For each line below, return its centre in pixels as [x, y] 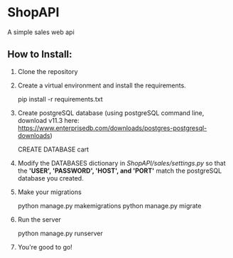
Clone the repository [48, 71]
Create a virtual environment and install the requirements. [102, 85]
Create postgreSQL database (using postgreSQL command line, [111, 113]
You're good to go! [45, 247]
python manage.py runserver [60, 233]
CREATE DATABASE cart [53, 149]
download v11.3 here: [48, 120]
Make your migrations [49, 192]
